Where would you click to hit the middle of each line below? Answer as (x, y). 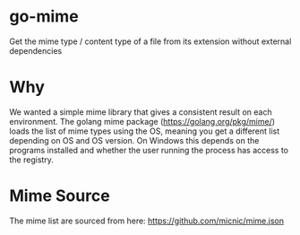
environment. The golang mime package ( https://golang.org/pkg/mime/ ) (142, 121)
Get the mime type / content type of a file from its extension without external (150, 41)
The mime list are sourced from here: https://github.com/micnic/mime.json (147, 221)
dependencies (36, 50)
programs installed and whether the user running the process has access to (149, 150)
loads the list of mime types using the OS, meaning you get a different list (145, 131)
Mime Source (60, 196)
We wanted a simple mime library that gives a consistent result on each (141, 112)
